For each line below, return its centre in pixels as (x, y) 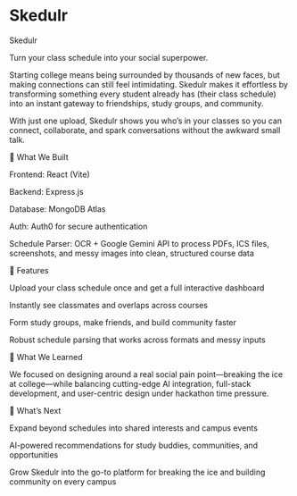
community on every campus (63, 481)
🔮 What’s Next (35, 410)
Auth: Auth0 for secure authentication (78, 226)
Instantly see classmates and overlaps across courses (108, 305)
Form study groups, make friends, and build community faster (123, 322)
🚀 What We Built (39, 156)
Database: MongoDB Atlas (58, 209)
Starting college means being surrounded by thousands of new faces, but (145, 75)
